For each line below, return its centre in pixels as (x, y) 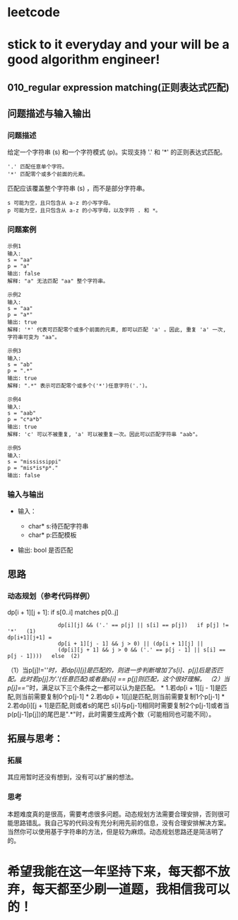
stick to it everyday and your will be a (118, 45)
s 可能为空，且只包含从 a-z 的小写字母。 (61, 203)
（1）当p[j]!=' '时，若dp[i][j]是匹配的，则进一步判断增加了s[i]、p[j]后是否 (112, 670)
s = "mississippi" (34, 461)
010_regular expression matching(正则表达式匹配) (118, 87)
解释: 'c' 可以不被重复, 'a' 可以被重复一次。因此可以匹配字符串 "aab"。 (104, 434)
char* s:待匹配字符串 (58, 526)
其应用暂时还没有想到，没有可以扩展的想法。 (72, 777)
